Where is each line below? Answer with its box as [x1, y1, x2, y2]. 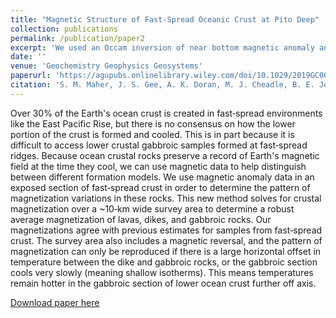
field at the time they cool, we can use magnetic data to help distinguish [10, 160, 307, 172]
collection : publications [10, 24, 118, 34]
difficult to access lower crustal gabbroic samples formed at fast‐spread [10, 139, 308, 151]
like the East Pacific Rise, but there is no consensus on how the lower [10, 117, 296, 130]
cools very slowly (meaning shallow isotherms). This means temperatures [10, 266, 314, 278]
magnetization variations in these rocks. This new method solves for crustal [10, 192, 322, 204]
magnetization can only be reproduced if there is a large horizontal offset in [10, 245, 322, 257]
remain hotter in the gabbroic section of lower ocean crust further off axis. [10, 277, 317, 289]
